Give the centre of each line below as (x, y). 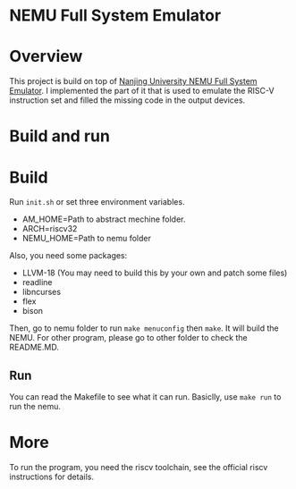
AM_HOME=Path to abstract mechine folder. (104, 219)
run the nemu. (35, 407)
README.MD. (34, 347)
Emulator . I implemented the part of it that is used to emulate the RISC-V (142, 91)
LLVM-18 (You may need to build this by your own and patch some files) (155, 273)
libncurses (41, 292)
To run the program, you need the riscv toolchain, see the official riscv (139, 467)
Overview (46, 57)
